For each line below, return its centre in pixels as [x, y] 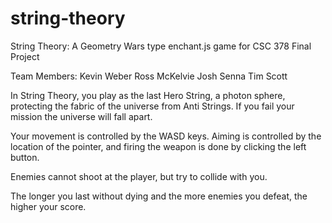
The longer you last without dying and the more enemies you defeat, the [159, 196]
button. [25, 157]
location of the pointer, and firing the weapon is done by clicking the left [158, 146]
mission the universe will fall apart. [81, 116]
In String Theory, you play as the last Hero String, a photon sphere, [148, 95]
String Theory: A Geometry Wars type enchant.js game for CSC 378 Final [161, 46]
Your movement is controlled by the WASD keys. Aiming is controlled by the [166, 136]
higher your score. [48, 206]
